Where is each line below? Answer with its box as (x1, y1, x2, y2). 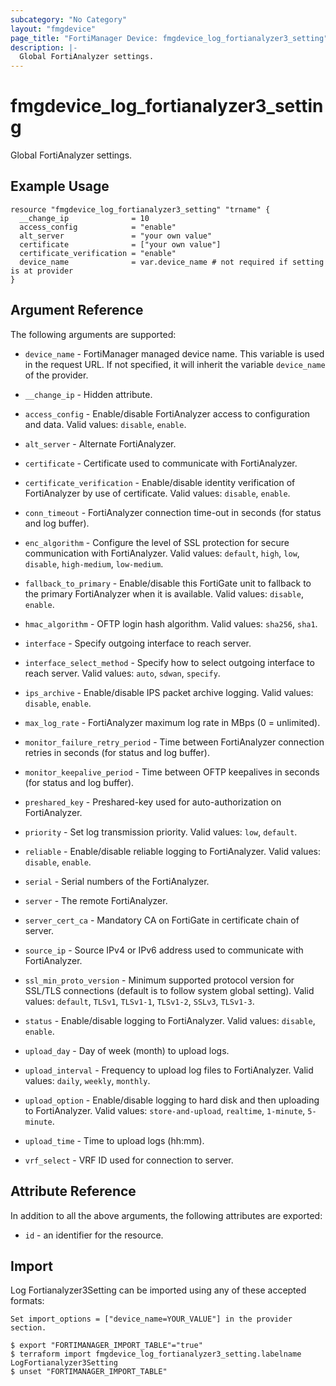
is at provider (10, 266, 74, 276)
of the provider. (24, 369, 89, 381)
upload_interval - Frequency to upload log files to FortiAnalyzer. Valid (24, 1064, 314, 1076)
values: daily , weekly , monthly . (24, 1074, 151, 1086)
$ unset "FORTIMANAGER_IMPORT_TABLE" (10, 1367, 168, 1377)
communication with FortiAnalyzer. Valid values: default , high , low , (24, 547, 300, 559)
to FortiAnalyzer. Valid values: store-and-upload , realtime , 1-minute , (24, 1104, 306, 1116)
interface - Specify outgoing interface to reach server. (24, 637, 252, 649)
